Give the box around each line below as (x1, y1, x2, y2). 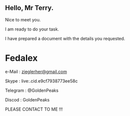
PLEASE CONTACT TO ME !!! (5, 106, 63, 112)
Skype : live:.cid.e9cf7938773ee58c (5, 78, 78, 84)
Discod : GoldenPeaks (5, 97, 50, 102)
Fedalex (5, 53, 38, 64)
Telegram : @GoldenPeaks (5, 87, 59, 93)
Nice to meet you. (5, 17, 41, 22)
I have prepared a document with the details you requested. (5, 35, 126, 41)
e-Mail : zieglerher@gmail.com (5, 68, 67, 74)
